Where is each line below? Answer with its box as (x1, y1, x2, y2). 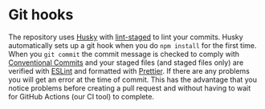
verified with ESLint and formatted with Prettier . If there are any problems (8, 66, 251, 75)
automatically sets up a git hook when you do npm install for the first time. (8, 40, 257, 50)
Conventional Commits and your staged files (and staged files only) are (8, 58, 244, 67)
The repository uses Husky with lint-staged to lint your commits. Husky (8, 32, 243, 42)
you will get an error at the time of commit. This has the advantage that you (8, 75, 258, 84)
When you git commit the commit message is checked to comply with (8, 49, 239, 59)
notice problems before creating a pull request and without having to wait (8, 83, 251, 93)
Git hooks (8, 6, 74, 24)
